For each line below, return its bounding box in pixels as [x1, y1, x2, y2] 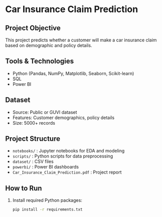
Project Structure [5, 135, 60, 143]
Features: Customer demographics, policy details [12, 115, 115, 121]
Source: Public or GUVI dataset [12, 109, 77, 115]
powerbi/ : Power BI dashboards [12, 164, 79, 170]
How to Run [5, 184, 42, 192]
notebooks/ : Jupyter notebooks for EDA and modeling [12, 148, 125, 154]
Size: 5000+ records [12, 120, 55, 126]
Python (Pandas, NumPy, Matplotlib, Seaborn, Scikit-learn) [12, 70, 134, 76]
